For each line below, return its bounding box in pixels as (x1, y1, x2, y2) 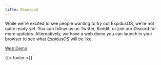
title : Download (5, 7, 38, 12)
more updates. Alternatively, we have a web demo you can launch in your (5, 31, 153, 36)
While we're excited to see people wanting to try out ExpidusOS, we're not (5, 20, 155, 26)
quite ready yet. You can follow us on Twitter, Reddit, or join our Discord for (5, 25, 156, 32)
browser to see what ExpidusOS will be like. (5, 36, 93, 42)
